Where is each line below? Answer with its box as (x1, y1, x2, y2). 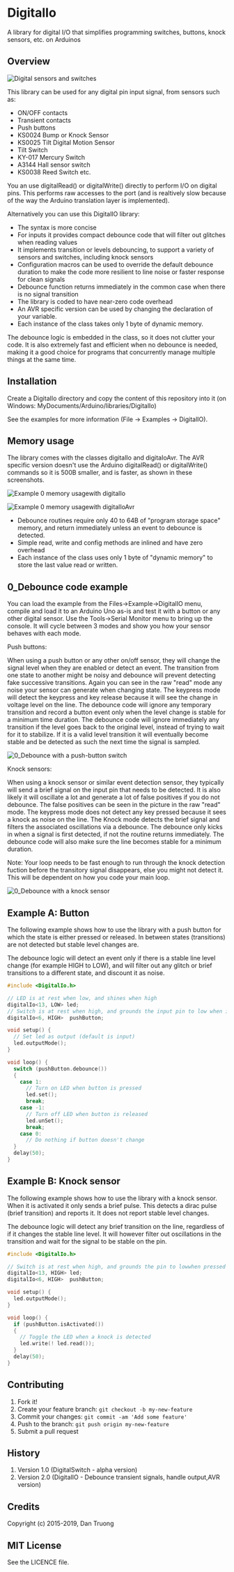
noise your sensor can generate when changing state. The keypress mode (7, 686, 221, 695)
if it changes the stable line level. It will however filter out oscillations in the (7, 1230, 221, 1238)
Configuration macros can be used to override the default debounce (17, 260, 214, 269)
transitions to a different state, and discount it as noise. (7, 969, 165, 977)
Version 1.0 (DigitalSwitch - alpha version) (17, 1466, 138, 1474)
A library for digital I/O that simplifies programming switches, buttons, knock (7, 28, 226, 36)
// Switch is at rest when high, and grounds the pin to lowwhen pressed (7, 1263, 226, 1270)
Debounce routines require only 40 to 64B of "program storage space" (17, 516, 221, 524)
